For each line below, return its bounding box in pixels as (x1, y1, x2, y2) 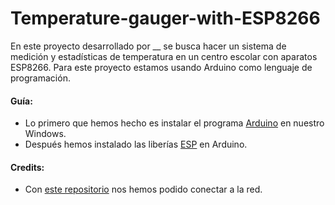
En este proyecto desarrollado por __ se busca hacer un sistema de (10, 40, 287, 52)
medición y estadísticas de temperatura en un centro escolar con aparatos (10, 50, 318, 62)
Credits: (10, 161, 45, 173)
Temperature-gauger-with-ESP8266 (10, 7, 321, 30)
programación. (10, 72, 71, 84)
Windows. (24, 128, 67, 140)
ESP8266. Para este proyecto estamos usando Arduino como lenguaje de (10, 61, 313, 73)
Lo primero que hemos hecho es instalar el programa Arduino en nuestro (24, 117, 325, 129)
